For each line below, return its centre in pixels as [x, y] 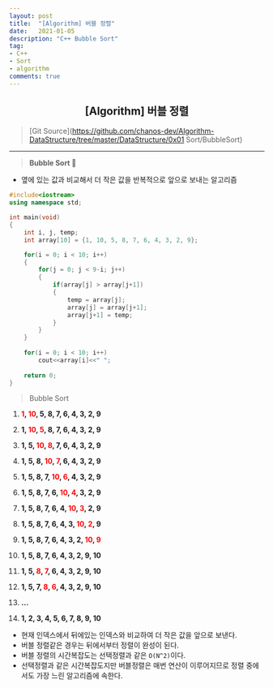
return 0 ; [41, 375]
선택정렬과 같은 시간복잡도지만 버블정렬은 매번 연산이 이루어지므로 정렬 [132, 665]
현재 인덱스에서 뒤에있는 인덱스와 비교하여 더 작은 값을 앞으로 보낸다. [129, 635]
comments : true [35, 76]
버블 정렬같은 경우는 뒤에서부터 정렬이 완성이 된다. [100, 645]
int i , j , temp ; [51, 232]
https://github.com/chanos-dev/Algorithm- [143, 131]
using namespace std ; [46, 203]
